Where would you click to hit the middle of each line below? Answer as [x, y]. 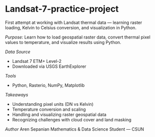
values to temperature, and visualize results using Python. [63, 42]
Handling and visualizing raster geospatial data [59, 114]
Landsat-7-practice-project [62, 9]
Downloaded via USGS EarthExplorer [49, 66]
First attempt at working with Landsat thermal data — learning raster [74, 22]
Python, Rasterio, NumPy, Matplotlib [48, 85]
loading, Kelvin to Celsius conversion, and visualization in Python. [71, 27]
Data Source [18, 52]
